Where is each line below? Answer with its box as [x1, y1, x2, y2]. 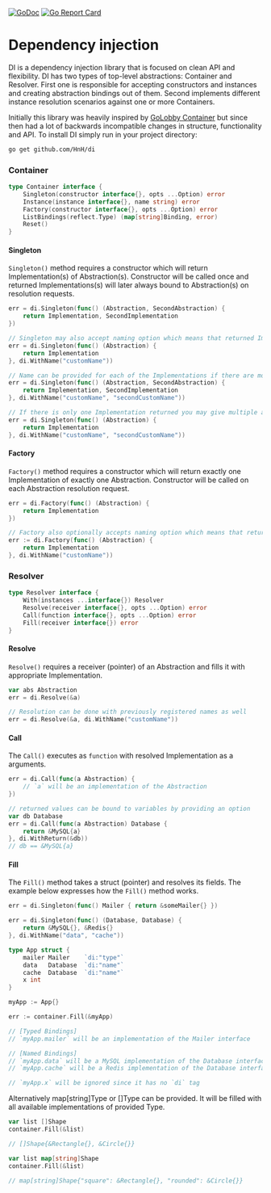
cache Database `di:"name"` [23, 968, 125, 977]
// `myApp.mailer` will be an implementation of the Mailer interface [8, 1035, 251, 1043]
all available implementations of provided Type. [8, 1103, 165, 1112]
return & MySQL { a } [23, 827, 81, 835]
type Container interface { [8, 183, 103, 191]
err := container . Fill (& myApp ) [8, 1013, 114, 1021]
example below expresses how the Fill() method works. [8, 886, 199, 896]
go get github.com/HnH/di [8, 145, 95, 153]
